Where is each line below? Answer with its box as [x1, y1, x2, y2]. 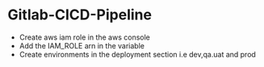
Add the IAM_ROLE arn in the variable [19, 40, 145, 50]
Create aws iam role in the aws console [19, 32, 150, 42]
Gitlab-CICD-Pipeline [7, 6, 153, 24]
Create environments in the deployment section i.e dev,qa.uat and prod [19, 49, 256, 59]
